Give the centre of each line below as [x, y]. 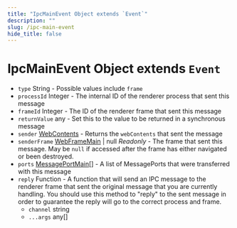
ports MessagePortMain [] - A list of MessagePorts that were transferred [123, 164]
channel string [49, 210]
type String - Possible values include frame [80, 89]
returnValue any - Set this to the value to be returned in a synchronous [121, 119]
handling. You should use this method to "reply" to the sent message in [122, 194]
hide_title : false [35, 34]
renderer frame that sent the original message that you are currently [117, 187]
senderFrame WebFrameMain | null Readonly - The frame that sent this [120, 141]
